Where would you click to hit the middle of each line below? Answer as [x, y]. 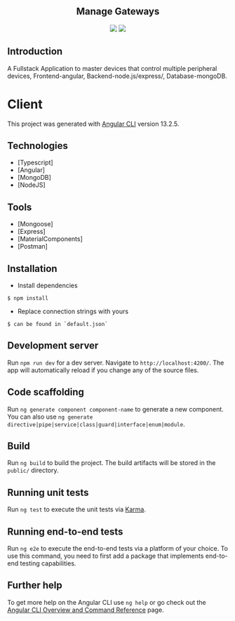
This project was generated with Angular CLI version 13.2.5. [93, 124]
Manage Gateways [118, 12]
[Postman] [32, 247]
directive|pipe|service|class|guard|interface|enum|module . [96, 424]
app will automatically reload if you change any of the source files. [103, 370]
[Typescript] [35, 163]
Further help [35, 586]
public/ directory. [33, 471]
